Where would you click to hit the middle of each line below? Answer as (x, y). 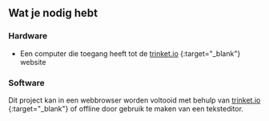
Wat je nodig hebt (53, 13)
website (33, 62)
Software (27, 83)
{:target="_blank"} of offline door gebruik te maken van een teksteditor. (126, 108)
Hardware (28, 36)
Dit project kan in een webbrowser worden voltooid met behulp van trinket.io (134, 100)
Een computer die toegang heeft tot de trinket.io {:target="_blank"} (130, 53)
